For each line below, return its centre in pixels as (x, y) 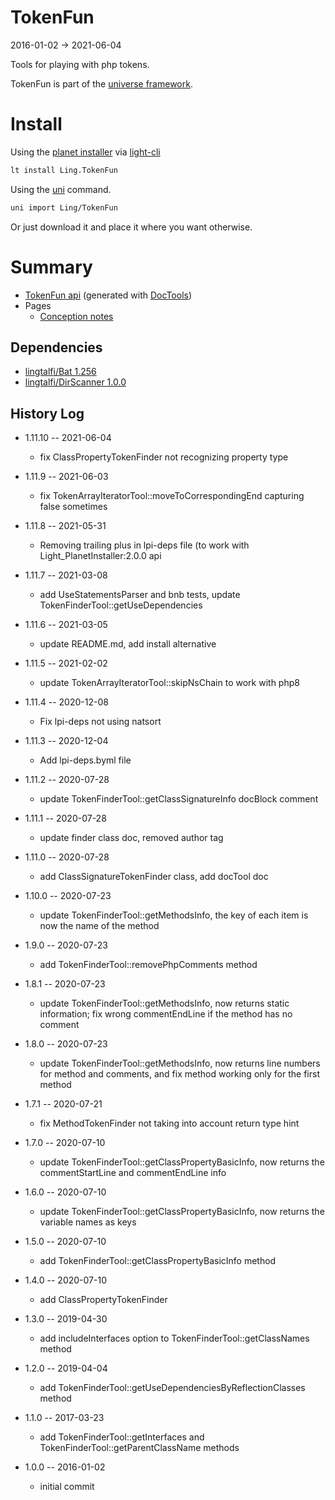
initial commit (67, 1487)
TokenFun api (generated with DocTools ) (108, 295)
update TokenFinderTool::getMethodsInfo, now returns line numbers (180, 1063)
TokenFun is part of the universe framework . (101, 83)
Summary (51, 267)
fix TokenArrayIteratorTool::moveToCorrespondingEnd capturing (172, 496)
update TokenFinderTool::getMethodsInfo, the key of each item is (174, 915)
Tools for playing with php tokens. (80, 64)
